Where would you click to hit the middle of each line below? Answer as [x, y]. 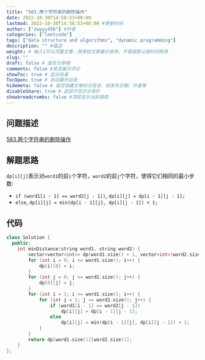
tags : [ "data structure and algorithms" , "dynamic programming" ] [91, 40]
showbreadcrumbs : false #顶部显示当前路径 [57, 97]
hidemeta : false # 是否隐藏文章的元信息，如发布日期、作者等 [76, 86]
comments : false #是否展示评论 [43, 69]
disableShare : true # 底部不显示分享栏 [53, 92]
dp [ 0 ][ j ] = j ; [57, 283]
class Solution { [28, 238]
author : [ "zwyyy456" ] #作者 [41, 29]
